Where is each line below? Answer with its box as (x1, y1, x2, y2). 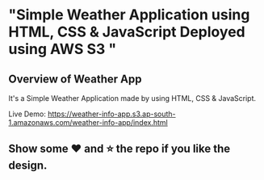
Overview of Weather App (8, 72, 142, 86)
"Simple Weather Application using (8, 6, 250, 24)
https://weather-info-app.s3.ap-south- (47, 109, 176, 119)
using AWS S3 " (8, 40, 117, 58)
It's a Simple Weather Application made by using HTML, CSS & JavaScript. (8, 94, 257, 103)
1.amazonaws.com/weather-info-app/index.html (8, 118, 168, 127)
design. (8, 159, 48, 173)
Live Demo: (8, 109, 46, 119)
